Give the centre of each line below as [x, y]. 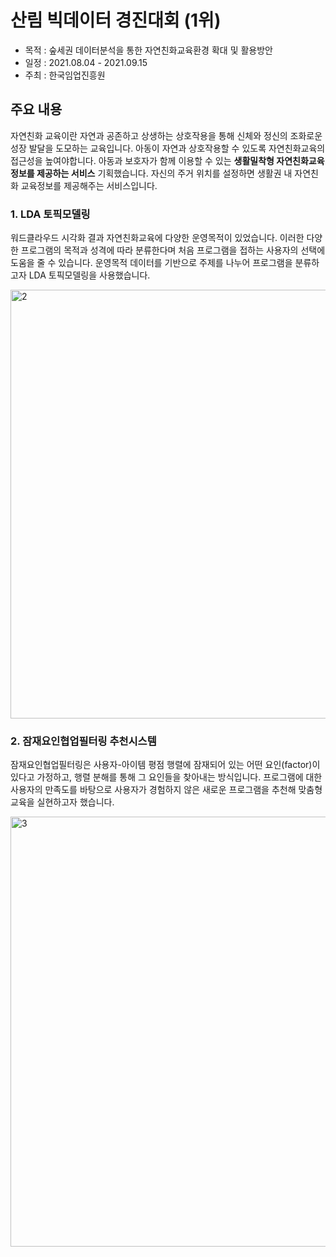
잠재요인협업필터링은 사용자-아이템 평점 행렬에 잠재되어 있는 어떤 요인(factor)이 [165, 765]
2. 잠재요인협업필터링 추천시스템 [83, 741]
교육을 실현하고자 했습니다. [62, 802]
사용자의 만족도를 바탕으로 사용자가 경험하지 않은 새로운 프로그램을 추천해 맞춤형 [166, 790]
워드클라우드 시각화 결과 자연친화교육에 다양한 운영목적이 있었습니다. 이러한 [157, 238]
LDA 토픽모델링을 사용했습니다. [89, 275]
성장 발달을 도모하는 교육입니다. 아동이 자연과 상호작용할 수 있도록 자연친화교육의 [168, 148]
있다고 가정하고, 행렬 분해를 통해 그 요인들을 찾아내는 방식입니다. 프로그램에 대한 [166, 777]
